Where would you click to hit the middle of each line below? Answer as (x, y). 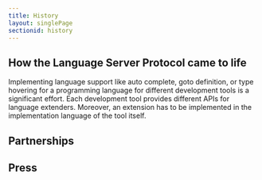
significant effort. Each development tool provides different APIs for (119, 99)
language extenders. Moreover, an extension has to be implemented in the (130, 108)
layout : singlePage (41, 23)
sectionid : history (41, 30)
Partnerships (41, 141)
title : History (33, 16)
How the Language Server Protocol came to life (127, 63)
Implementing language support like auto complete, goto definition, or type (131, 82)
